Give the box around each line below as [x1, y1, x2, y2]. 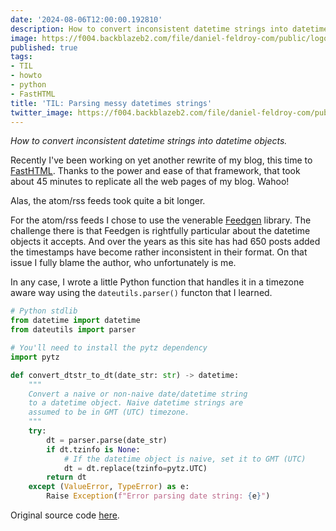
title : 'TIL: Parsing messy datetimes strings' [10, 98, 213, 108]
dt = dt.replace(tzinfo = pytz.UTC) [63, 463, 208, 473]
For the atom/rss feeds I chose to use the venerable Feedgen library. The [10, 214, 312, 226]
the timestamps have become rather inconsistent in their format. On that [10, 246, 308, 258]
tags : [10, 52, 33, 62]
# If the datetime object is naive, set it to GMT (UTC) [63, 454, 307, 464]
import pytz [10, 352, 60, 362]
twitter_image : [10, 107, 74, 118]
